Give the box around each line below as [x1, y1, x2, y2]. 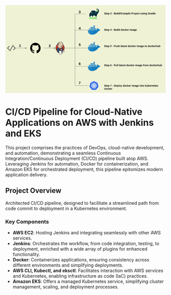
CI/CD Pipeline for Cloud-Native [5, 106, 142, 118]
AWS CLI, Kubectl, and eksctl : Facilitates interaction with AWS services [12, 267, 164, 274]
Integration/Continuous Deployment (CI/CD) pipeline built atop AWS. [5, 155, 149, 162]
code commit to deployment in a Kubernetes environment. [5, 205, 127, 211]
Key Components [5, 218, 49, 225]
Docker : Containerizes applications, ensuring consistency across [12, 256, 150, 262]
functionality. [12, 251, 40, 257]
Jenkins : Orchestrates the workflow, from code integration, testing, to [12, 240, 159, 247]
